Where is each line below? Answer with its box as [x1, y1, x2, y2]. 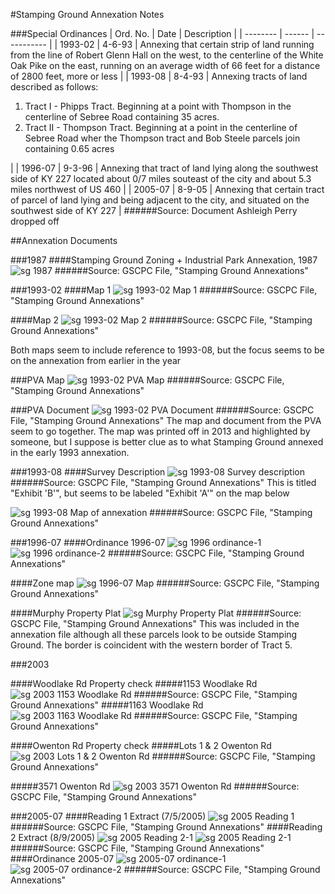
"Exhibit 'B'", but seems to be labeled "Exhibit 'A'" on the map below [10, 487, 290, 499]
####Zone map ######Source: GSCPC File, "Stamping [10, 577, 320, 589]
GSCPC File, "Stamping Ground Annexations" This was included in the [10, 618, 300, 629]
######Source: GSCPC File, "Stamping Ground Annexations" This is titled [10, 477, 317, 488]
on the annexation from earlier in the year [10, 355, 182, 366]
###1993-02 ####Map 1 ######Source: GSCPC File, [10, 284, 318, 296]
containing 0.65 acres [24, 143, 115, 154]
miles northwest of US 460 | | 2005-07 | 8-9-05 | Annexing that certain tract [10, 184, 325, 195]
